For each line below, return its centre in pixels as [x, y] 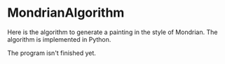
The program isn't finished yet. [52, 53]
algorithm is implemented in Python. [59, 39]
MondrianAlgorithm [66, 13]
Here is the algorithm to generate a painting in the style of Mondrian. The [112, 32]
